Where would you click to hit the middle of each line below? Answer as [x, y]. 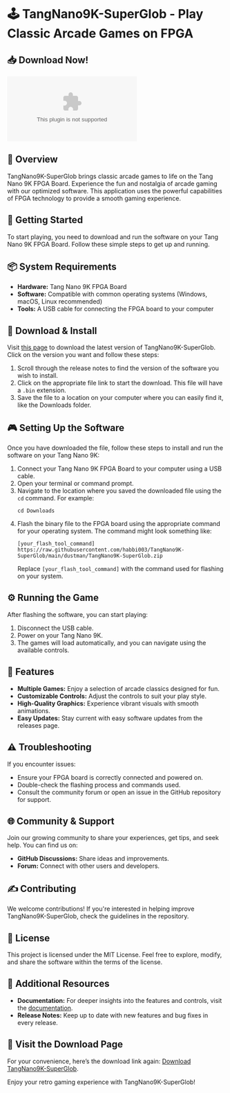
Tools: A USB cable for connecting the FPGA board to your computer [115, 309]
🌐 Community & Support [61, 821]
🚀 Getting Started [45, 220]
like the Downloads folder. [54, 405]
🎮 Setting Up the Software [66, 428]
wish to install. [38, 376]
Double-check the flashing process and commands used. [99, 785]
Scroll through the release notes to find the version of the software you [118, 368]
